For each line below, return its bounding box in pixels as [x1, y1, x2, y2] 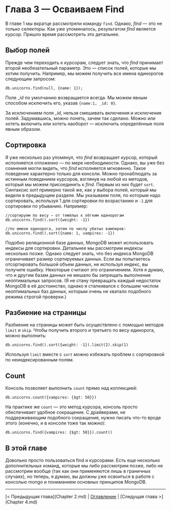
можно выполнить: [5, 332, 47, 339]
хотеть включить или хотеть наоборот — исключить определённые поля [5, 121, 164, 127]
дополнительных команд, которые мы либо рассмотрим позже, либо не [5, 463, 163, 469]
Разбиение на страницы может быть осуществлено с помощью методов [5, 322, 164, 328]
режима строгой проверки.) [5, 294, 67, 300]
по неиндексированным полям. [5, 357, 74, 363]
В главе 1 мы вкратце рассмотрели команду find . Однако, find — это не [5, 20, 162, 26]
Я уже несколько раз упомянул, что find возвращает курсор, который [5, 154, 158, 160]
